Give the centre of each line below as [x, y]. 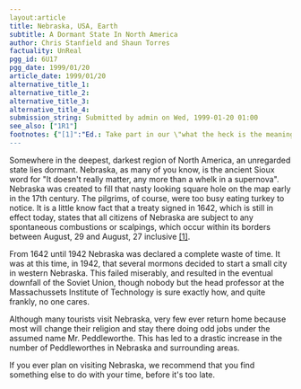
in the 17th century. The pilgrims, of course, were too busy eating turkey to [147, 198]
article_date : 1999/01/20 [57, 76]
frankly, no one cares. [49, 301]
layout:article [38, 18]
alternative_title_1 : [50, 84]
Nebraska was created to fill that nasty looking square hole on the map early [150, 189]
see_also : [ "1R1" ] [43, 127]
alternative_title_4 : [50, 110]
